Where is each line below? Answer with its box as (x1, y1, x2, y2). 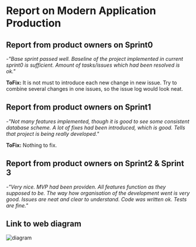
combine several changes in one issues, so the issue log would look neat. (6, 85, 183, 92)
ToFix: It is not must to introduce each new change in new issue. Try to (6, 79, 177, 86)
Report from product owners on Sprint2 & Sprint (6, 159, 184, 169)
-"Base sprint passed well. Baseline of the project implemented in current (6, 56, 183, 62)
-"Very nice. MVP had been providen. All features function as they (6, 183, 166, 190)
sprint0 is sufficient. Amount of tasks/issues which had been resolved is (6, 61, 180, 68)
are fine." (6, 202, 28, 209)
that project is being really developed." (6, 130, 99, 137)
